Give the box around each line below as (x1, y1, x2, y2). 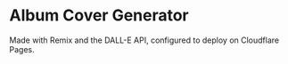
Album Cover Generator (9, 5, 189, 26)
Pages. (9, 44, 35, 54)
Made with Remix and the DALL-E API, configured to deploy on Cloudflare (9, 35, 279, 45)
